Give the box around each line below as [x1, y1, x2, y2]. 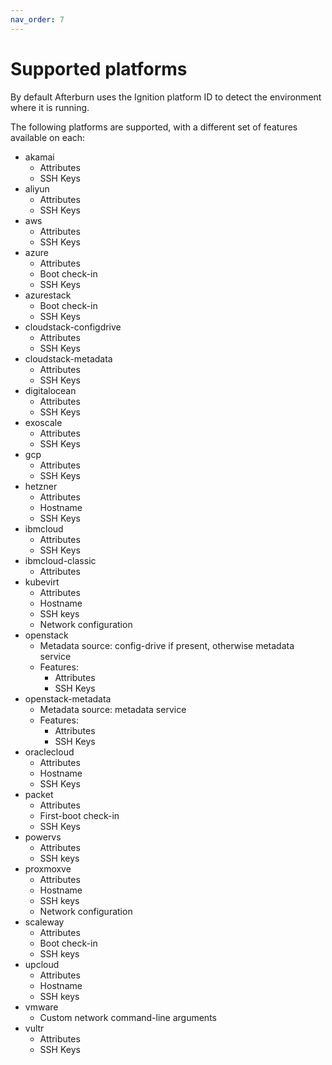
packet [24, 788, 54, 800]
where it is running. [10, 101, 90, 113]
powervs [24, 831, 62, 843]
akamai [24, 151, 55, 163]
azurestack [24, 289, 72, 301]
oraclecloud [24, 746, 75, 758]
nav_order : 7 [10, 14, 65, 25]
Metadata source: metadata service [39, 703, 187, 715]
